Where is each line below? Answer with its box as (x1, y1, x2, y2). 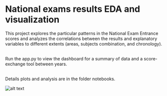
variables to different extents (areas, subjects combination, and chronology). (5, 41, 163, 47)
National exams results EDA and (5, 3, 141, 15)
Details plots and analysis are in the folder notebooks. (5, 76, 116, 82)
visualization (5, 14, 60, 25)
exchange (5, 61, 26, 67)
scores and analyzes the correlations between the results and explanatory (5, 36, 158, 42)
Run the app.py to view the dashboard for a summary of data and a (5, 55, 143, 61)
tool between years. (26, 61, 67, 67)
